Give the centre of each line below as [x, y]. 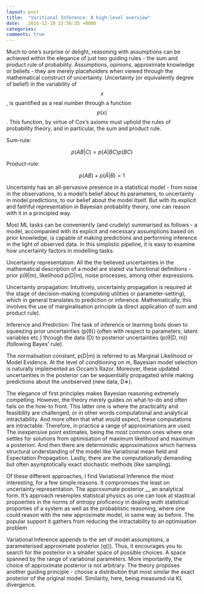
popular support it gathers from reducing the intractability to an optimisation [101, 521]
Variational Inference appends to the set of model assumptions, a [88, 540]
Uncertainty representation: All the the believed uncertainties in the [90, 262]
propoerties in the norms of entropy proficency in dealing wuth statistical [98, 502]
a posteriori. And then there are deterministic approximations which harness [101, 445]
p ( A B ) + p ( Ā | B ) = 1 [102, 176]
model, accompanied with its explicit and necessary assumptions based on [100, 231]
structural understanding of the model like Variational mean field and [92, 452]
